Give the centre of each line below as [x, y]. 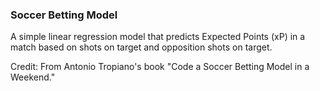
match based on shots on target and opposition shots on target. [141, 47]
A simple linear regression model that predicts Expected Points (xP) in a [158, 37]
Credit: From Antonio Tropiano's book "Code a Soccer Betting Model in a [160, 67]
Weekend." [33, 77]
